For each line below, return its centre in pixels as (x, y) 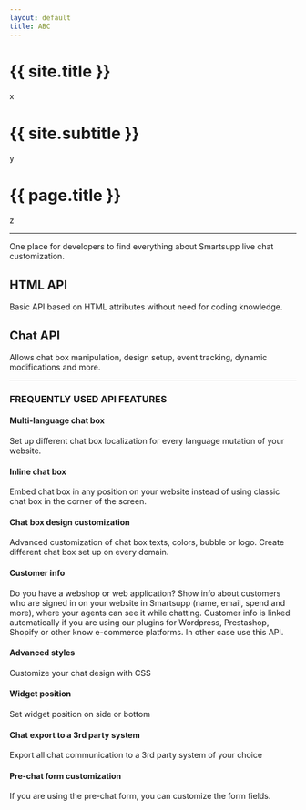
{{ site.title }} (60, 71)
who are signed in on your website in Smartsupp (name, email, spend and (147, 602)
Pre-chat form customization (65, 775)
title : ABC (30, 26)
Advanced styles (42, 653)
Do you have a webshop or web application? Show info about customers (145, 593)
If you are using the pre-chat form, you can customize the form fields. (140, 796)
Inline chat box (38, 471)
